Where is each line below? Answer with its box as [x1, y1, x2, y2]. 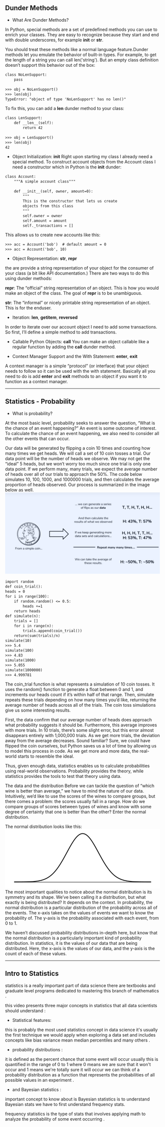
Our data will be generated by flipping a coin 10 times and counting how [5, 445, 151, 451]
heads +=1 [23, 604, 43, 608]
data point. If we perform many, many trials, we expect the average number [5, 466, 158, 472]
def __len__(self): [14, 120, 54, 125]
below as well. [5, 487, 34, 493]
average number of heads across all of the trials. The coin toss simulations [5, 702, 156, 708]
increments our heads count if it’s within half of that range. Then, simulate [5, 691, 155, 697]
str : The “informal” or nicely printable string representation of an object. [5, 300, 151, 305]
